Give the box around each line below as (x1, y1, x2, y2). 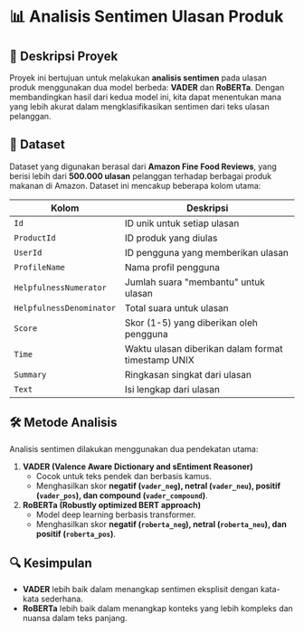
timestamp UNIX (125, 354, 195, 366)
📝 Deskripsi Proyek (9, 48, 119, 63)
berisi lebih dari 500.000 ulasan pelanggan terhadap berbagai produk (9, 170, 272, 181)
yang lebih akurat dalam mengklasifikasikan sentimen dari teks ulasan (9, 101, 270, 112)
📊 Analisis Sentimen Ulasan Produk (9, 6, 284, 27)
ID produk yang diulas (125, 231, 218, 244)
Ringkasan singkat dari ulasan (125, 368, 252, 381)
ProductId (14, 232, 56, 243)
